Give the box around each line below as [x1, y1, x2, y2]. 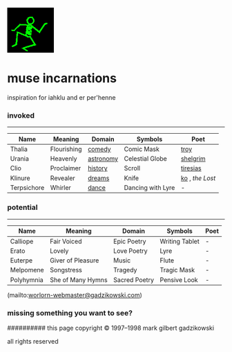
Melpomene [10, 266, 45, 274]
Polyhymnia [10, 275, 43, 284]
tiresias [180, 164, 202, 173]
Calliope [10, 237, 34, 245]
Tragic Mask [159, 266, 195, 274]
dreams [87, 174, 110, 182]
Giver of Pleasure [50, 256, 99, 265]
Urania [10, 155, 30, 163]
